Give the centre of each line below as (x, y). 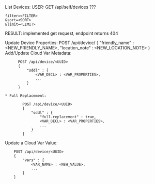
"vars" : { (33, 160)
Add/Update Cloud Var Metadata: (38, 53)
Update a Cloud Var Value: (31, 143)
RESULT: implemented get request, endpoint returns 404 (62, 33)
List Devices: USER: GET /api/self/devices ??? (50, 7)
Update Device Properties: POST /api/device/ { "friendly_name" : (70, 43)
